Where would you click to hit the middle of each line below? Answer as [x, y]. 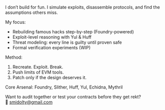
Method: [14, 57]
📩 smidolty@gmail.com [29, 102]
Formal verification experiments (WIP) [51, 48]
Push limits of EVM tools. [38, 72]
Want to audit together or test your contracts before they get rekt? [73, 97]
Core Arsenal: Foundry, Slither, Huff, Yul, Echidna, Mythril [64, 87]
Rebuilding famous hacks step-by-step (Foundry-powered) [73, 32]
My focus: [15, 22]
